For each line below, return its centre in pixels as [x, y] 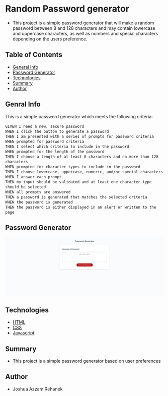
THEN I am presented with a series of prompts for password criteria [80, 136]
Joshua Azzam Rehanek [37, 389]
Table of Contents [34, 55]
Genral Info [23, 104]
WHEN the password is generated [39, 202]
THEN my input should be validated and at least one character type [78, 182]
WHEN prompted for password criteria [45, 141]
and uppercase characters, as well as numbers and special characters [85, 33]
